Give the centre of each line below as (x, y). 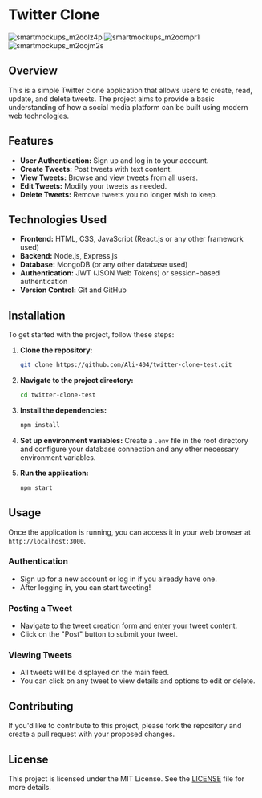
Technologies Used (57, 220)
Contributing (41, 706)
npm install (40, 425)
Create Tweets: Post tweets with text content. (96, 169)
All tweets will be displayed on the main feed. (95, 673)
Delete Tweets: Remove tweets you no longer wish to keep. (119, 194)
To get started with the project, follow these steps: (91, 335)
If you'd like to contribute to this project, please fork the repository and (125, 726)
